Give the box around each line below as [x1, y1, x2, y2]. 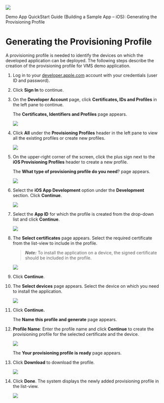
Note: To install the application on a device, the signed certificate [25, 250, 157, 255]
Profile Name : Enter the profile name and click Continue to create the [12, 326, 154, 332]
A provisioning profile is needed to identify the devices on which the [5, 52, 144, 58]
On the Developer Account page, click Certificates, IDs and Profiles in [12, 96, 157, 102]
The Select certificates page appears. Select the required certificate [12, 235, 153, 241]
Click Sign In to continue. [12, 87, 64, 93]
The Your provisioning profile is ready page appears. [12, 350, 122, 355]
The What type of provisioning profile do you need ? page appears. [12, 168, 150, 174]
